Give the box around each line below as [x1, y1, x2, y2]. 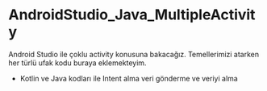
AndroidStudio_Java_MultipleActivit [8, 6, 256, 24]
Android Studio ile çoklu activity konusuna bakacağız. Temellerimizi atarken [8, 49, 260, 59]
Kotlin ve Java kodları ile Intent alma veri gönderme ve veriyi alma [19, 73, 238, 83]
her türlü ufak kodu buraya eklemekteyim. [8, 58, 147, 68]
